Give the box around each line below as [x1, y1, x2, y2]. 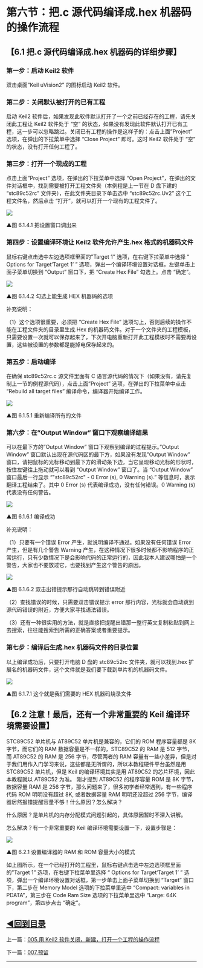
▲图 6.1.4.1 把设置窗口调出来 [6, 222, 77, 229]
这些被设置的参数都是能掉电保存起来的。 [16, 340, 118, 348]
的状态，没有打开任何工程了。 [6, 143, 80, 150]
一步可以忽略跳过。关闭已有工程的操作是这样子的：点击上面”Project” [22, 128, 193, 135]
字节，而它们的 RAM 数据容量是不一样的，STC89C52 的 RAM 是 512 [6, 746, 175, 753]
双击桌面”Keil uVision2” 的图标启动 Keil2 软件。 [6, 81, 124, 88]
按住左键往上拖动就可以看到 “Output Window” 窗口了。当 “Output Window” [6, 466, 193, 473]
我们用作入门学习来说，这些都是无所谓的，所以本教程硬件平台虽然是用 [11, 761, 186, 768]
